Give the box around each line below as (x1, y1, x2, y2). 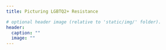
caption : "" (11, 30, 41, 35)
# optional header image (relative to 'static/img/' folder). (6, 19, 161, 25)
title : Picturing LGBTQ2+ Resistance (6, 8, 99, 15)
